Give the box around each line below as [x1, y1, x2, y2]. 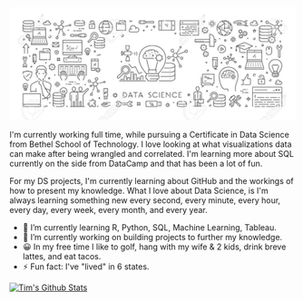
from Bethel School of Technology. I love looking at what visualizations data [9, 139, 292, 150]
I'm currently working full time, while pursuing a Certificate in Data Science [9, 130, 290, 141]
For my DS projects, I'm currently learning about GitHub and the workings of [9, 176, 295, 187]
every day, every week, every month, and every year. [9, 205, 208, 216]
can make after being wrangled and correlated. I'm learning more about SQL [9, 149, 295, 160]
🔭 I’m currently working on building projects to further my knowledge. [22, 232, 283, 243]
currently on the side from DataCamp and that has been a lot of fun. [9, 158, 263, 170]
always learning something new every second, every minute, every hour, [9, 195, 281, 206]
